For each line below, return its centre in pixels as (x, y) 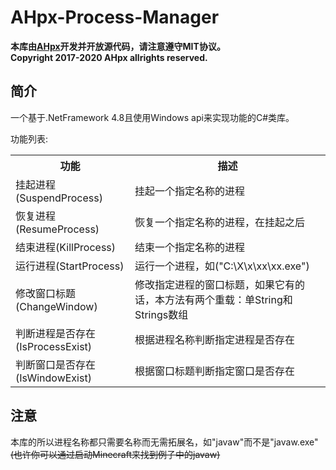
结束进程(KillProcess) (66, 247)
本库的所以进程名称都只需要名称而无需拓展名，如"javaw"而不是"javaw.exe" (164, 442)
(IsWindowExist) (53, 378)
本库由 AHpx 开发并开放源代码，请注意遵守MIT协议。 (118, 46)
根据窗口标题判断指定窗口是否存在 (214, 371)
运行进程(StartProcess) (70, 266)
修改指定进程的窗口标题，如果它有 (214, 284)
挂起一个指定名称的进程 (189, 191)
